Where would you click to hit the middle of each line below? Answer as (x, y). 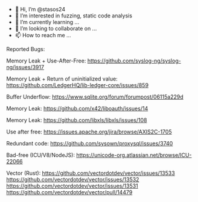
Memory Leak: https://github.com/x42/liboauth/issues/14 (77, 109)
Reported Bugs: (26, 49)
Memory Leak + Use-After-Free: (46, 61)
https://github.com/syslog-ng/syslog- (134, 61)
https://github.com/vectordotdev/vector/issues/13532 (73, 179)
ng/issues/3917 (25, 67)
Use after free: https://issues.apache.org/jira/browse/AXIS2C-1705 (89, 132)
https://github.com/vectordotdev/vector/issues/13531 (72, 186)
